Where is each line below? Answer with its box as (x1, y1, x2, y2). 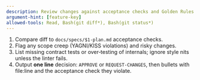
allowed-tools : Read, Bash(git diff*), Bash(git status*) (6, 20, 154, 25)
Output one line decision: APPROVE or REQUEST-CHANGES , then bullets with (14, 61, 190, 68)
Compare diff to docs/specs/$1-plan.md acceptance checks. (14, 36, 163, 43)
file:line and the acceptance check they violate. (14, 68, 132, 75)
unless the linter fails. (14, 55, 68, 62)
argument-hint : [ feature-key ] (6, 14, 82, 20)
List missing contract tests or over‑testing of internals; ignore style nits (14, 49, 190, 56)
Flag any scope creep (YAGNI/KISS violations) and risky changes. (14, 42, 177, 49)
